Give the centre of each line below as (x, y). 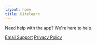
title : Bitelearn (22, 14)
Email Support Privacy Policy (34, 37)
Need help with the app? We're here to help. (49, 28)
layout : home (18, 9)
